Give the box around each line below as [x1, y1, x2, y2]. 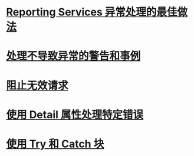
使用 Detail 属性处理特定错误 [6, 108, 143, 121]
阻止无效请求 [6, 79, 69, 92]
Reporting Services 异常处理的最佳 [6, 5, 177, 19]
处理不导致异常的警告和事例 [6, 50, 141, 63]
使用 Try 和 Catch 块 [6, 137, 104, 151]
